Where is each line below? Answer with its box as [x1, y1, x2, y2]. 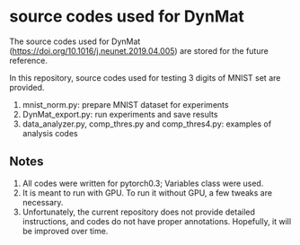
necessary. [22, 197, 64, 207]
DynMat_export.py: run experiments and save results [22, 109, 218, 119]
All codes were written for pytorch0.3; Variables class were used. [22, 178, 264, 188]
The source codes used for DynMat [9, 36, 141, 47]
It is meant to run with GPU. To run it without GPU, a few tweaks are [22, 187, 272, 198]
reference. [9, 55, 48, 66]
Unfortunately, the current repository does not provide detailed [22, 206, 256, 217]
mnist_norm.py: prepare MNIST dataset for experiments [22, 99, 229, 109]
